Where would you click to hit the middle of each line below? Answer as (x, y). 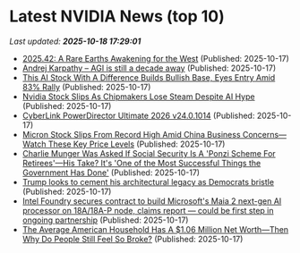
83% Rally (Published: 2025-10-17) (86, 87)
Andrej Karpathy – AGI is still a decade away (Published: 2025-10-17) (149, 68)
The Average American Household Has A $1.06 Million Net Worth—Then (155, 229)
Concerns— (264, 134)
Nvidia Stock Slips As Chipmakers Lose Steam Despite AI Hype (138, 97)
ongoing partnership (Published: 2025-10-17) (105, 220)
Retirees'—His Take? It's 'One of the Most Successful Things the (141, 163)
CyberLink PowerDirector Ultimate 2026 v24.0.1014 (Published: (138, 115)
